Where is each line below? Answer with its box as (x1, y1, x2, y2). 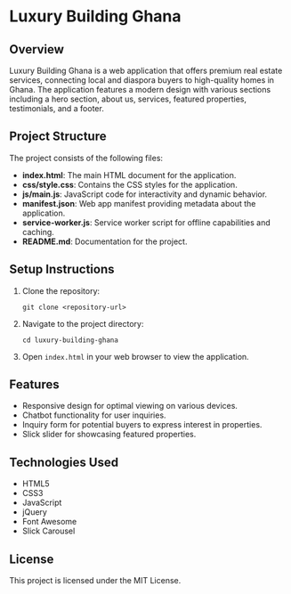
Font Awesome (21, 517, 77, 527)
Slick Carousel (21, 525, 76, 536)
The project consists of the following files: (9, 152, 163, 163)
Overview (9, 42, 65, 57)
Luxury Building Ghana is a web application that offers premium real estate (9, 65, 283, 76)
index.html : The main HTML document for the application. (21, 169, 237, 180)
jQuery (21, 507, 47, 517)
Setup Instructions (9, 262, 115, 277)
